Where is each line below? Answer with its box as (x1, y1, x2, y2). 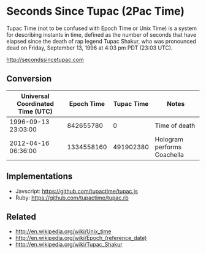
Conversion (6, 73, 52, 84)
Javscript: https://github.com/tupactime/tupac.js (15, 187, 138, 195)
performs (154, 143, 182, 151)
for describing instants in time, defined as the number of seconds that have (6, 31, 197, 38)
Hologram (154, 135, 184, 143)
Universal (21, 92, 50, 100)
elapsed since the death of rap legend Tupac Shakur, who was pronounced (6, 37, 196, 45)
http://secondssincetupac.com (6, 56, 84, 63)
